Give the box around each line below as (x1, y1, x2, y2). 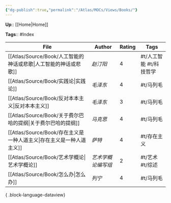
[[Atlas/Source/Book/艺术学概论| (8, 153, 86, 160)
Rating (119, 43, 136, 50)
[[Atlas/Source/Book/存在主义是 (8, 129, 84, 136)
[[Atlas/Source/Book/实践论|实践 (8, 77, 86, 84)
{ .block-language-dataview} (5, 191, 66, 198)
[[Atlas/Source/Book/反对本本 (8, 94, 79, 101)
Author (94, 43, 112, 50)
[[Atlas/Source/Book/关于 (8, 112, 69, 119)
